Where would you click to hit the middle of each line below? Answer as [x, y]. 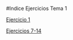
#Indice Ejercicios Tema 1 [36, 8]
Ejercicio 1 [18, 19]
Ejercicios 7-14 [24, 31]
